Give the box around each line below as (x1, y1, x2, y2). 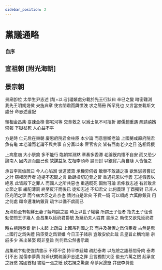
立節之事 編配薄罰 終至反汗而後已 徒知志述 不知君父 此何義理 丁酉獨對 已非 (5, 186, 153, 192)
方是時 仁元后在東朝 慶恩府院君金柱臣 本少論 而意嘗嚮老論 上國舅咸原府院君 (5, 135, 155, 141)
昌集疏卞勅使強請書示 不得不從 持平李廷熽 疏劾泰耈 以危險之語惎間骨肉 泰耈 (5, 247, 155, 253)
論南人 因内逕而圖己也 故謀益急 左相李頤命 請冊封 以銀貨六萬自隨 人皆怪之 (5, 157, 152, 163)
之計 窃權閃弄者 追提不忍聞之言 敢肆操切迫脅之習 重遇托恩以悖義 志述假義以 (5, 174, 155, 180)
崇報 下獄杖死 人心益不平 (5, 125, 54, 131)
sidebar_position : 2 (5, 7, 47, 12)
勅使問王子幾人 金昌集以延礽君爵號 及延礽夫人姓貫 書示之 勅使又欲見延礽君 (5, 215, 154, 220)
